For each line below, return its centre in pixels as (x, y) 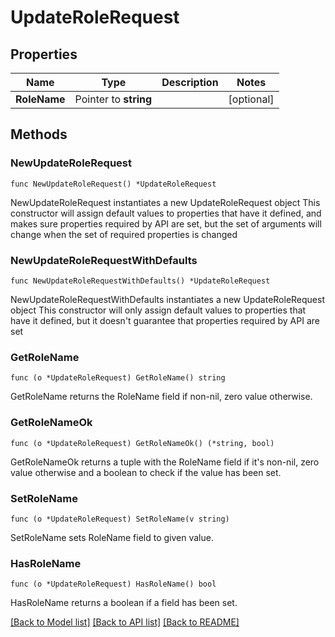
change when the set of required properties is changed (124, 234)
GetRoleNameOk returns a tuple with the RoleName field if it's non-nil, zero (165, 462)
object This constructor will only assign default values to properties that (158, 310)
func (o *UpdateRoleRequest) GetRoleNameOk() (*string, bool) (142, 443)
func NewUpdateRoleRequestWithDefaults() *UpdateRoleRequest (140, 281)
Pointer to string (113, 99)
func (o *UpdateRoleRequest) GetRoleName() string (118, 378)
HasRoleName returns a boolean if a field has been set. (124, 603)
